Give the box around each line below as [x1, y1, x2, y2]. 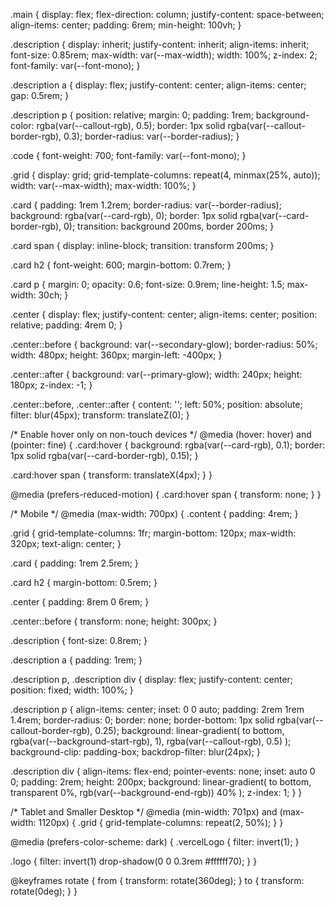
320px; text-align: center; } [10, 538, 122, 549]
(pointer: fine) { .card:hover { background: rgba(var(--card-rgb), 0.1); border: [10, 439, 326, 451]
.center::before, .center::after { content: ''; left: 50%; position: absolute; [10, 399, 303, 410]
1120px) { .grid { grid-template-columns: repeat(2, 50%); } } [38, 817, 284, 828]
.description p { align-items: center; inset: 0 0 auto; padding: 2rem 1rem [10, 704, 305, 715]
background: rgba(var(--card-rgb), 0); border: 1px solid [10, 210, 238, 221]
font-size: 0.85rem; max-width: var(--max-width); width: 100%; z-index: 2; [10, 49, 318, 61]
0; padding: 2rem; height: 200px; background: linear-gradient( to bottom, [10, 776, 312, 788]
